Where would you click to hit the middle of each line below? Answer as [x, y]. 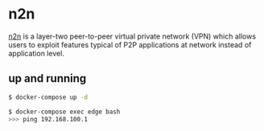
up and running [47, 78]
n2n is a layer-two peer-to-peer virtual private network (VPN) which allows [132, 36]
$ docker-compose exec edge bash [64, 112]
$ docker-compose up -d [48, 97]
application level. [36, 53]
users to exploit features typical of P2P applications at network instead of [130, 44]
